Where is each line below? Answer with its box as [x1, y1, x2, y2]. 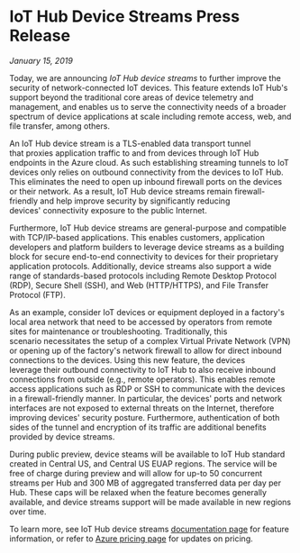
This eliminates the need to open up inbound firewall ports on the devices [9, 176, 282, 186]
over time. [9, 506, 47, 517]
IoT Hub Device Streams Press [9, 6, 241, 27]
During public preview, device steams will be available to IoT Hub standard [9, 449, 286, 459]
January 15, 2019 [9, 55, 74, 66]
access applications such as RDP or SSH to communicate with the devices [9, 383, 286, 394]
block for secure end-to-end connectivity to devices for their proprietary [9, 250, 279, 262]
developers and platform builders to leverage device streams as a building [9, 241, 285, 252]
